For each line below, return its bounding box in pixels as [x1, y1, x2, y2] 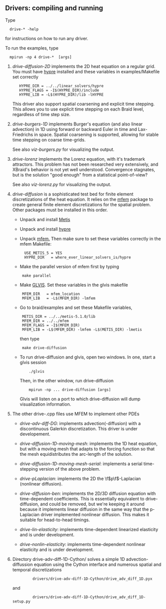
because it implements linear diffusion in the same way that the [19, 506, 149, 512]
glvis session [19, 359, 47, 365]
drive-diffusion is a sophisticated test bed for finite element [12, 191, 134, 197]
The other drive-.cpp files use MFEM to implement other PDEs [12, 411, 140, 417]
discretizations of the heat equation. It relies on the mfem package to [12, 196, 154, 202]
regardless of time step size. [12, 111, 71, 117]
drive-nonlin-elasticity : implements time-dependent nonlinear [19, 541, 146, 547]
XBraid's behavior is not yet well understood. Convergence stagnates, [12, 166, 155, 173]
